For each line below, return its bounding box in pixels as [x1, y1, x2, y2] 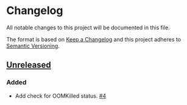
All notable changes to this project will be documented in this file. [6, 24, 171, 31]
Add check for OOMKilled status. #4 [15, 92, 107, 100]
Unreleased [6, 60, 52, 70]
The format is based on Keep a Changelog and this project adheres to [6, 35, 182, 43]
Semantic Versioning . [6, 42, 60, 49]
